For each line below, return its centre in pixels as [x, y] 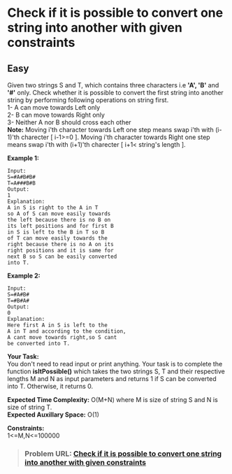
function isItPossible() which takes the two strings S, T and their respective [116, 371]
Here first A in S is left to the [58, 325]
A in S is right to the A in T [53, 208]
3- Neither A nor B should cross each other [69, 122]
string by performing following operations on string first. [88, 100]
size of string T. [30, 407]
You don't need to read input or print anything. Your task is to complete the [115, 364]
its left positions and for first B [60, 226]
